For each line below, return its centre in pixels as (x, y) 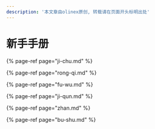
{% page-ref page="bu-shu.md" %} (51, 119)
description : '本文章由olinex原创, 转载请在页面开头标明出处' (78, 12)
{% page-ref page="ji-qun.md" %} (50, 96)
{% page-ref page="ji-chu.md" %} (49, 61)
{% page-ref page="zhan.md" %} (48, 108)
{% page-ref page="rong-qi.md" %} (51, 73)
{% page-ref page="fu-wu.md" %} (50, 84)
